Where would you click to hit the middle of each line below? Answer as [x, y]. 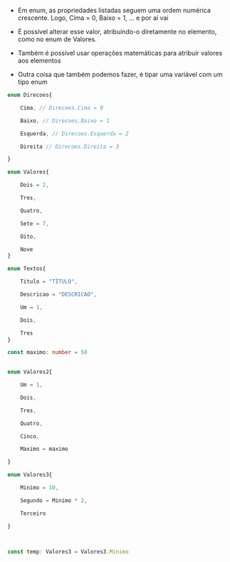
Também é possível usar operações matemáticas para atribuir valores [120, 53]
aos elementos [40, 61]
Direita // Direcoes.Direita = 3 [70, 146]
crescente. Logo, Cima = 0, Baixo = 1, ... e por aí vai [93, 18]
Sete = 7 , [35, 224]
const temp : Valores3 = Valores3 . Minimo [68, 552]
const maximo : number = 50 [47, 353]
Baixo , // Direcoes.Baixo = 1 [65, 120]
